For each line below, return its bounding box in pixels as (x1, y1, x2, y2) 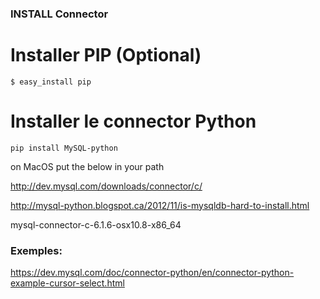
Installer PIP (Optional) (10, 44, 202, 67)
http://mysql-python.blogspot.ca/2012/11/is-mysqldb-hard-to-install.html (10, 199, 310, 211)
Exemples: (10, 243, 63, 257)
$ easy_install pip (10, 77, 92, 87)
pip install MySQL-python (10, 143, 118, 153)
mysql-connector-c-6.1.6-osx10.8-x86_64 (10, 218, 182, 231)
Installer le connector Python (10, 110, 257, 133)
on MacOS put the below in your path (10, 160, 165, 172)
